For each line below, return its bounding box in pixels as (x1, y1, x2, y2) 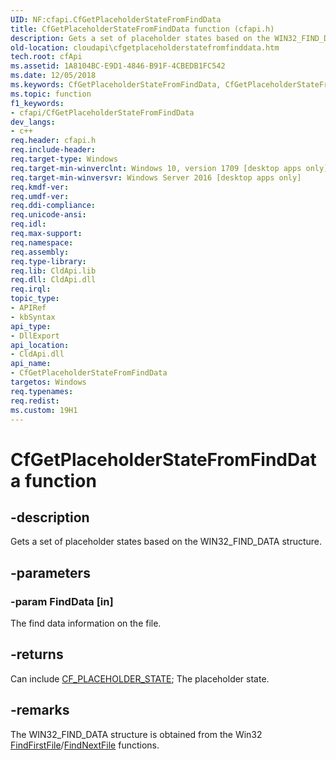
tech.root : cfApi (10, 52, 83, 62)
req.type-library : (10, 256, 87, 266)
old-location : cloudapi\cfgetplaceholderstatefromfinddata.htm (10, 42, 280, 53)
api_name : (10, 359, 52, 369)
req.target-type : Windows (10, 154, 118, 164)
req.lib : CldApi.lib (10, 266, 97, 276)
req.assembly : (10, 247, 70, 257)
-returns (10, 646, 64, 663)
